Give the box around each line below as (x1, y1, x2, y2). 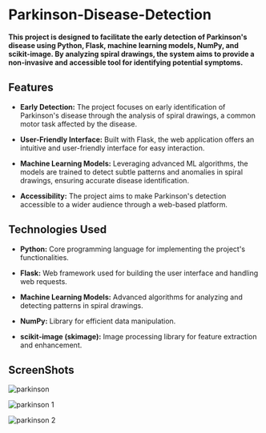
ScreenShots (8, 363, 75, 377)
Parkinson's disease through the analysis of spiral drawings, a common (19, 110, 256, 120)
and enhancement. (19, 340, 83, 350)
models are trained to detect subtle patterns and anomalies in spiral (19, 166, 243, 177)
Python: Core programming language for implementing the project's (19, 244, 246, 254)
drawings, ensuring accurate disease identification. (19, 175, 190, 185)
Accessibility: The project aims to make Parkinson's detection (19, 190, 227, 201)
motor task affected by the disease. (19, 118, 138, 129)
